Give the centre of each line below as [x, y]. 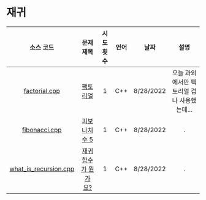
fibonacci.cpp [42, 130]
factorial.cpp [42, 91]
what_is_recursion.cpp [42, 169]
